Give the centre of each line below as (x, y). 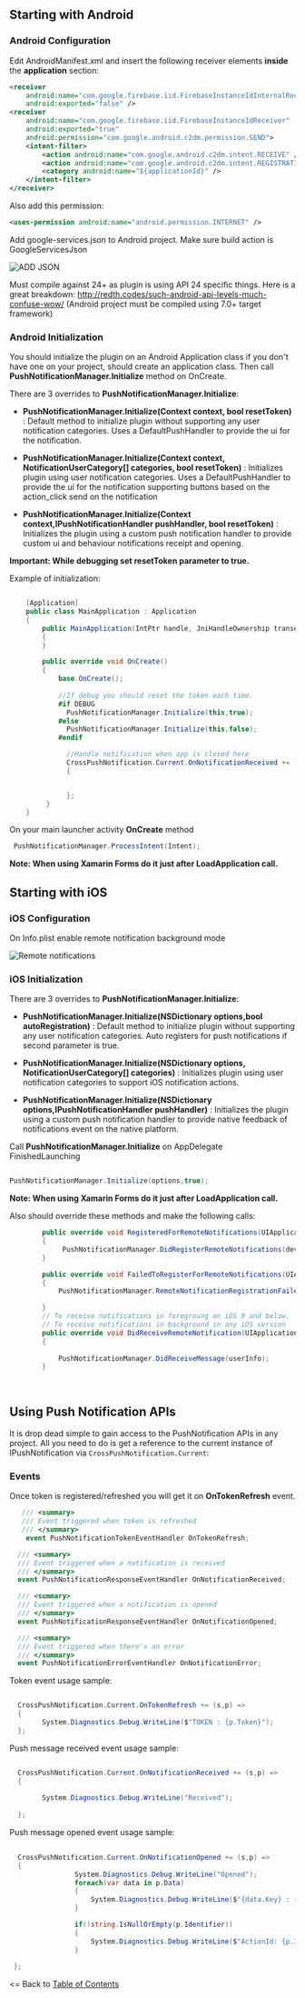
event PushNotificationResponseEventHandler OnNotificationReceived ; (152, 1580)
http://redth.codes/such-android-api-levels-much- (172, 294)
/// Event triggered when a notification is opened (118, 1605)
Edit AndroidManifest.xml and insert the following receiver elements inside (149, 60)
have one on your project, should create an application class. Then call (142, 366)
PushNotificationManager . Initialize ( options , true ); (109, 1181)
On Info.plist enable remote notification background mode (118, 938)
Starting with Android (72, 15)
